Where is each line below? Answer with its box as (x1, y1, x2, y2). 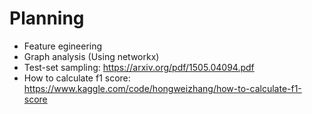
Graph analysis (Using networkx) (23, 50, 160, 62)
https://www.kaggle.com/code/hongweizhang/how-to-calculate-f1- (23, 82, 302, 94)
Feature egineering (23, 40, 103, 52)
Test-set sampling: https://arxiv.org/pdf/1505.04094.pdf (23, 61, 255, 73)
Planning (9, 7, 85, 30)
